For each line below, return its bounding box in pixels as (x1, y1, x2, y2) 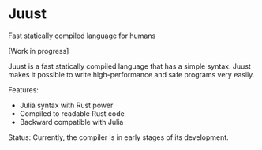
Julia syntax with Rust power (19, 100, 114, 110)
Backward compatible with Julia (19, 117, 124, 126)
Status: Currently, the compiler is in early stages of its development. (8, 132, 229, 142)
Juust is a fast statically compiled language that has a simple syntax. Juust (8, 61, 251, 71)
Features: (8, 84, 39, 95)
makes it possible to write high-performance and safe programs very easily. (8, 69, 255, 79)
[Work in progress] (8, 46, 69, 55)
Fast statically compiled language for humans (8, 31, 156, 40)
